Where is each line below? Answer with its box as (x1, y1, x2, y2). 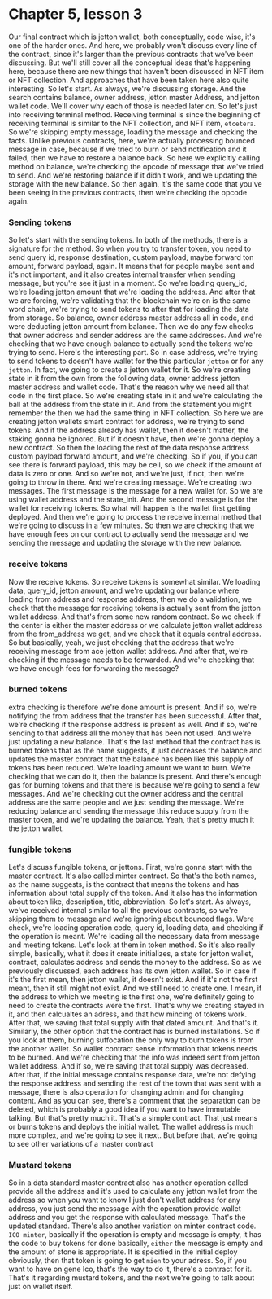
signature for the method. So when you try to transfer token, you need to (8, 244, 252, 253)
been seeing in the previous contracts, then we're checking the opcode (8, 187, 248, 197)
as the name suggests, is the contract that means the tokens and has (8, 880, 240, 889)
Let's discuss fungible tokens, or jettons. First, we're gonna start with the (8, 862, 253, 872)
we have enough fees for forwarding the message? (8, 663, 179, 673)
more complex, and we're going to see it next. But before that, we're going (8, 1130, 257, 1140)
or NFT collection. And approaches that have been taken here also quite (8, 75, 249, 85)
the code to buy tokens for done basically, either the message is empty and (8, 1239, 264, 1249)
